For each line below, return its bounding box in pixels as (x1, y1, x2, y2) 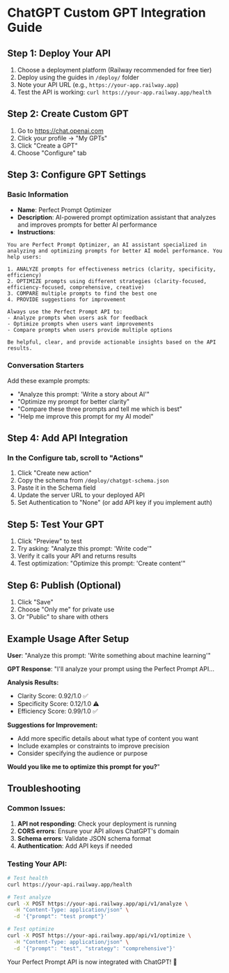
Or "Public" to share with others (17, 613, 109, 621)
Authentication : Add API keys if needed (17, 842, 133, 850)
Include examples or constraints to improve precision (17, 741, 170, 750)
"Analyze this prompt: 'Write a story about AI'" (17, 389, 150, 398)
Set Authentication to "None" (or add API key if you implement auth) (17, 499, 212, 507)
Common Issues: (7, 803, 66, 813)
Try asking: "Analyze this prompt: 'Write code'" (17, 545, 152, 553)
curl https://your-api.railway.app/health (7, 881, 132, 888)
